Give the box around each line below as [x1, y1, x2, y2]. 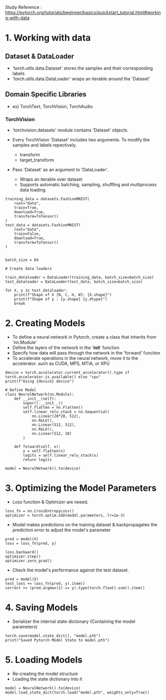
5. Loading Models [5, 654, 83, 666]
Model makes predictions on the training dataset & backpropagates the [12, 521, 158, 527]
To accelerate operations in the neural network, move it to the [12, 355, 139, 361]
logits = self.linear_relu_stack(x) [23, 453, 99, 458]
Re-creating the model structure [12, 671, 78, 677]
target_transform [19, 157, 55, 163]
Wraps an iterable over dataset [19, 176, 83, 182]
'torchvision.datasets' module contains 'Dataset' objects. [12, 127, 129, 133]
